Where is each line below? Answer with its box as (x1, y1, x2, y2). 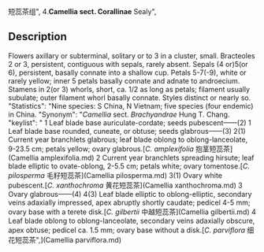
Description (8, 30, 67, 43)
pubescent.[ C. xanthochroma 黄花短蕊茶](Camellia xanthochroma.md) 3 (8, 180, 243, 190)
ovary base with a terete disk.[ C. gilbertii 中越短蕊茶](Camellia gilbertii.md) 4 (8, 207, 256, 217)
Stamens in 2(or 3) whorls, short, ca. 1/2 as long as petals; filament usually (8, 84, 251, 94)
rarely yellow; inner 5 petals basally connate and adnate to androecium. (8, 76, 240, 85)
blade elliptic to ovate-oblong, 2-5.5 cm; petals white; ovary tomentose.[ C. (8, 161, 251, 171)
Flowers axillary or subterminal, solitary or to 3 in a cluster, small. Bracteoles (8, 50, 255, 61)
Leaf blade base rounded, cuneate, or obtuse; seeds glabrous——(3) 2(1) (8, 126, 246, 135)
